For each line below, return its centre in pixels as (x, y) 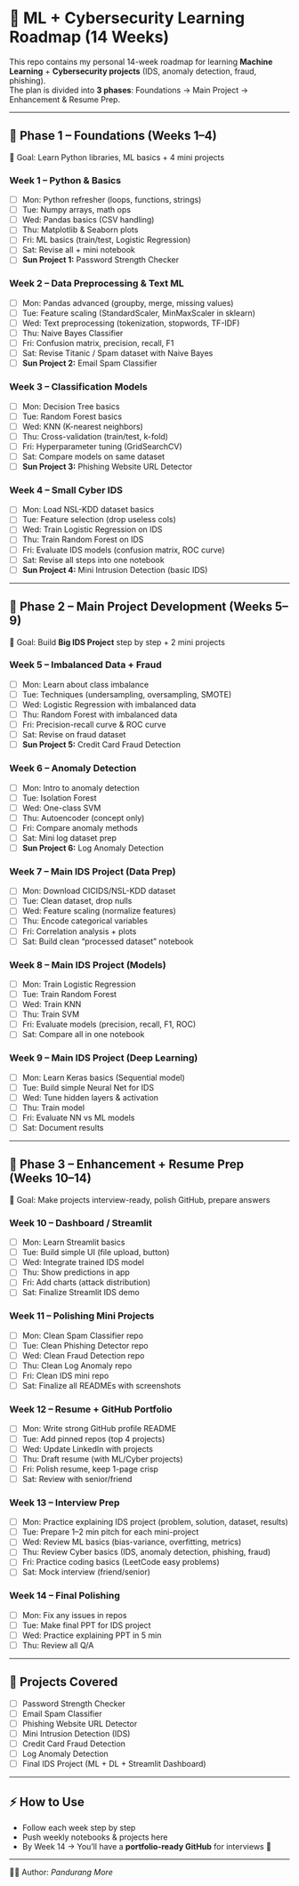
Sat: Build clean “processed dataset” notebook (108, 941)
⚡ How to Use (47, 1802)
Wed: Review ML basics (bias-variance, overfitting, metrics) (132, 1542)
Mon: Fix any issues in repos (74, 1615)
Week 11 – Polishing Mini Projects (82, 1316)
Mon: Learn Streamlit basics (73, 1242)
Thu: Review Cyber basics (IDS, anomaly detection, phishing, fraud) (146, 1552)
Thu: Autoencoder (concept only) (83, 818)
